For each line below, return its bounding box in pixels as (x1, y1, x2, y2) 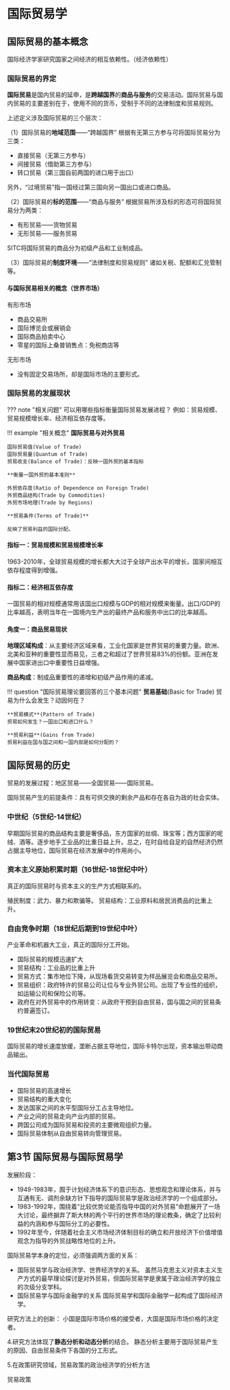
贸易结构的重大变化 (16, 1095, 72, 1103)
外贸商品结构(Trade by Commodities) (7, 492, 105, 498)
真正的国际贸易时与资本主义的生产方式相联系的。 (7, 881, 145, 890)
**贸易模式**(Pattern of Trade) (7, 711, 96, 718)
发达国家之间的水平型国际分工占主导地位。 (16, 1103, 138, 1111)
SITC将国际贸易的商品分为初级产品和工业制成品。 (7, 244, 147, 252)
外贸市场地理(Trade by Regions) (7, 499, 94, 506)
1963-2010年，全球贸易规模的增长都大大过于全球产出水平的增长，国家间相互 (7, 557, 223, 566)
